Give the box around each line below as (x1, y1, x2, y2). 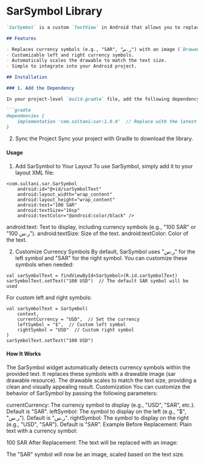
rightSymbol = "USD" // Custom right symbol (17, 327, 135, 333)
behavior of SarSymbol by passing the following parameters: (6, 389, 158, 397)
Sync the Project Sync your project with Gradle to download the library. (15, 135, 193, 142)
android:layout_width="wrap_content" (17, 191, 113, 197)
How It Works (6, 350, 41, 358)
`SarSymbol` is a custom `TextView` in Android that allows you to (6, 24, 181, 30)
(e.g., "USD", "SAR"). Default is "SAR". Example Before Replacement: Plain (6, 420, 192, 428)
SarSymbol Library (6, 4, 103, 18)
